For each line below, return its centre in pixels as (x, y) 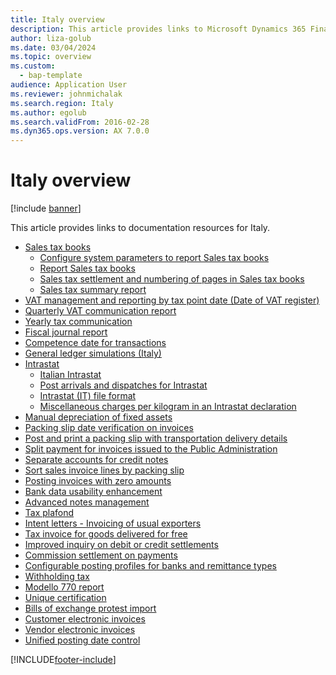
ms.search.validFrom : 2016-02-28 (80, 122)
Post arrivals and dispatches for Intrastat (123, 385)
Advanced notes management (87, 502)
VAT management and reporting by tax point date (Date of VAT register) (172, 300)
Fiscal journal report (66, 332)
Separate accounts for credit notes (96, 460)
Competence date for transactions (95, 343)
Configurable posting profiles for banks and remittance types (150, 566)
